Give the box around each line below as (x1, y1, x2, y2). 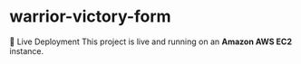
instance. (9, 45, 44, 56)
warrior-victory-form (9, 6, 171, 27)
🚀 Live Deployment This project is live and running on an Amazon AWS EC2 (9, 36, 293, 47)
